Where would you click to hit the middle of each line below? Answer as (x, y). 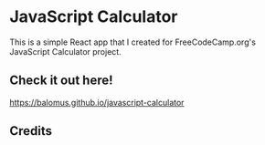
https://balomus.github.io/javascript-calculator (97, 102)
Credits (31, 131)
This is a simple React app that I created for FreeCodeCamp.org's (132, 42)
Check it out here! (61, 81)
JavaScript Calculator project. (65, 51)
